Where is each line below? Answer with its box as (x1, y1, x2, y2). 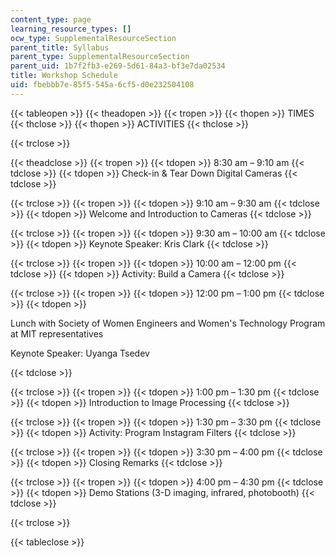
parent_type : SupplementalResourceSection (10, 52, 190, 62)
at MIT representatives (10, 327, 104, 340)
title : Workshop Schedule (10, 71, 118, 81)
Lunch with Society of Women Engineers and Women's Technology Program (10, 317, 326, 329)
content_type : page (10, 14, 92, 25)
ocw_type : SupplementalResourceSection (10, 33, 177, 43)
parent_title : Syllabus (10, 42, 110, 53)
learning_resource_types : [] (10, 24, 132, 34)
